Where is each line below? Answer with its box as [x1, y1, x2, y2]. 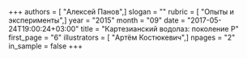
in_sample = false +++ [8, 41, 83, 51]
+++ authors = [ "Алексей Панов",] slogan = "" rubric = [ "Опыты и [8, 7, 235, 16]
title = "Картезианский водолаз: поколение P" [80, 24, 239, 33]
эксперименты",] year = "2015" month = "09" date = [8, 15, 186, 25]
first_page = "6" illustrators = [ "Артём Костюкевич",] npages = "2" [8, 32, 236, 42]
